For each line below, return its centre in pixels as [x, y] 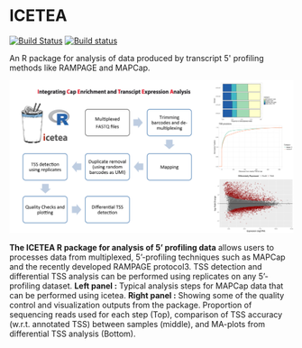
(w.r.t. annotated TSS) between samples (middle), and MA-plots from [137, 325]
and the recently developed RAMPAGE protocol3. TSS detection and [136, 267]
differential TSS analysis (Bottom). [73, 334]
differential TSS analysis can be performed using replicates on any [133, 277]
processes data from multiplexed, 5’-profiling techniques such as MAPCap [147, 257]
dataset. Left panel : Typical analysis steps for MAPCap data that [163, 286]
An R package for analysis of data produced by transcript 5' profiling [137, 58]
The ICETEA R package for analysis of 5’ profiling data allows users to [142, 248]
